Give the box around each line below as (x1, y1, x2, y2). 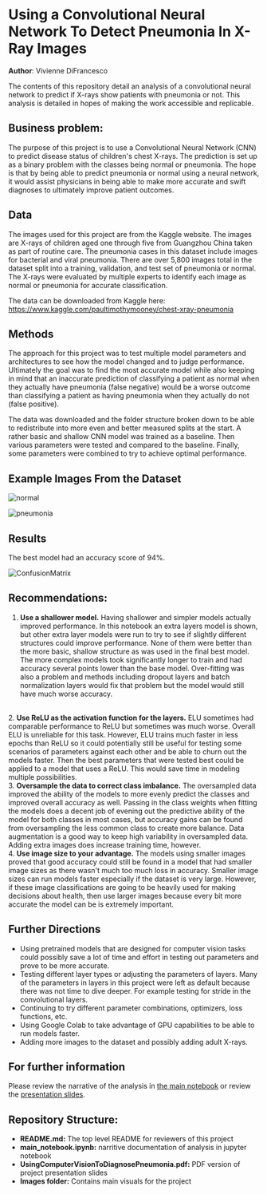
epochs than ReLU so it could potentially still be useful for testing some (8, 738, 242, 748)
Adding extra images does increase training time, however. (8, 840, 202, 849)
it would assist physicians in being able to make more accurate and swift (8, 176, 246, 186)
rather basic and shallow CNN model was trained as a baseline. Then (8, 432, 235, 441)
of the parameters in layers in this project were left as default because (19, 978, 250, 987)
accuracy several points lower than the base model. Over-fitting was (19, 663, 245, 673)
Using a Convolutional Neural (8, 6, 206, 24)
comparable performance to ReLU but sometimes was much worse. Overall (8, 721, 256, 731)
